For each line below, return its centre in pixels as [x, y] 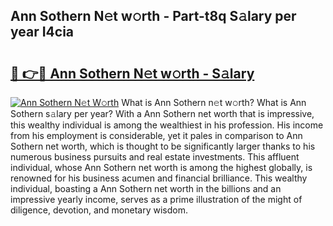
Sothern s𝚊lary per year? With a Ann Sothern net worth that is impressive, [162, 113]
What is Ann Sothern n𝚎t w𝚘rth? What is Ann [214, 102]
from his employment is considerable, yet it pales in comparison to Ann [156, 135]
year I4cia [42, 32]
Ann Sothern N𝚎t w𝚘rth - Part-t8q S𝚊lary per [153, 16]
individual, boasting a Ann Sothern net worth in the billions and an [146, 188]
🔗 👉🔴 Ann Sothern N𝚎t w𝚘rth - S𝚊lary [132, 73]
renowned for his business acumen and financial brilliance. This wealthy [159, 178]
